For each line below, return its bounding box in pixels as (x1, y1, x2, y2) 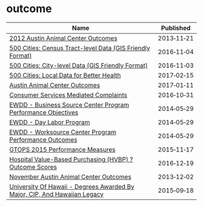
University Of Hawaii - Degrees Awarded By (9, 182, 135, 191)
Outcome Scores (9, 162, 57, 171)
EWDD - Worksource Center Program (9, 128, 117, 136)
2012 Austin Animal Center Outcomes (9, 34, 118, 42)
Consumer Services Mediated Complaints (9, 90, 127, 99)
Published (161, 24, 191, 32)
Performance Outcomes (9, 135, 77, 144)
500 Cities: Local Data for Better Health (9, 71, 121, 79)
